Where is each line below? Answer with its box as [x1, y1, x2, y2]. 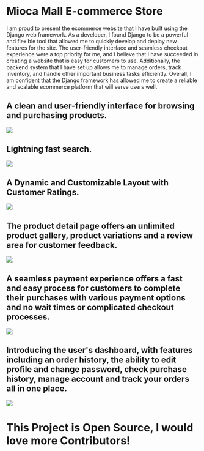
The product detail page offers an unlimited [6, 220, 175, 231]
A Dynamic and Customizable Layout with [6, 177, 169, 188]
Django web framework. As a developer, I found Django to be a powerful [6, 31, 188, 38]
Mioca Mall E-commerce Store [6, 4, 163, 18]
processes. [6, 311, 50, 322]
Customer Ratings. [6, 187, 79, 197]
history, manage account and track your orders [6, 374, 189, 384]
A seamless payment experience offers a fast [6, 274, 183, 284]
